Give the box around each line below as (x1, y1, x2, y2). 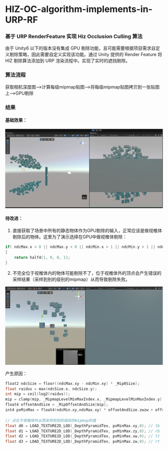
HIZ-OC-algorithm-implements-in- (5, 4, 152, 15)
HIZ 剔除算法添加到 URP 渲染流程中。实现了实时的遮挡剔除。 (5, 58, 130, 64)
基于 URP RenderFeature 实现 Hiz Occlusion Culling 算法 (5, 33, 143, 40)
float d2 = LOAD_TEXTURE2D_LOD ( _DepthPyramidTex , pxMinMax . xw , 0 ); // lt (5, 434, 160, 439)
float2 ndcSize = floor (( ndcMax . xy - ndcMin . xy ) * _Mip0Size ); (5, 381, 140, 386)
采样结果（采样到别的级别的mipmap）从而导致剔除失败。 (12, 276, 130, 282)
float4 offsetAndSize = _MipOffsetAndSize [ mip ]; (5, 402, 108, 407)
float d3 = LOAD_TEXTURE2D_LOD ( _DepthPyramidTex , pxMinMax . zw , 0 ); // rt (5, 439, 160, 444)
